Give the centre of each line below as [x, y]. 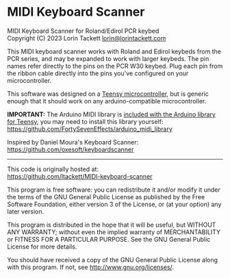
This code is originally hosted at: [53, 169]
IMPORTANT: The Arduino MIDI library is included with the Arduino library [111, 114]
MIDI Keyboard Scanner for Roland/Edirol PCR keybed [83, 31]
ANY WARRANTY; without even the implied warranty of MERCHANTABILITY [114, 232]
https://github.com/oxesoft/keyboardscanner [71, 149]
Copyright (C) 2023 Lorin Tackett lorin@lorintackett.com [87, 38]
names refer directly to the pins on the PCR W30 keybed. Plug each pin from [115, 66]
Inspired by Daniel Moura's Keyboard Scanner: [73, 142]
